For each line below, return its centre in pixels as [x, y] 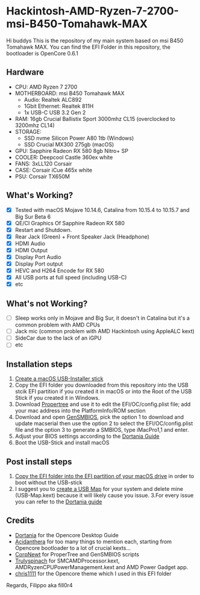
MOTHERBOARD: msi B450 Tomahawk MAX [70, 93]
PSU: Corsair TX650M [42, 176]
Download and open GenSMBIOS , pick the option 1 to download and [99, 417]
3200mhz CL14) [35, 125]
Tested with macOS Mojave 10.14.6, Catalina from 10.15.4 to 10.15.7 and [102, 210]
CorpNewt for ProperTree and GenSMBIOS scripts [77, 554]
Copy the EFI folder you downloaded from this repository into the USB [102, 385]
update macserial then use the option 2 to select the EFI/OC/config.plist [104, 423]
